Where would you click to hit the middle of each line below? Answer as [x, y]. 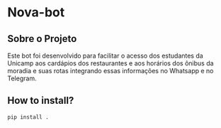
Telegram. [22, 78]
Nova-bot [36, 12]
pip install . [28, 117]
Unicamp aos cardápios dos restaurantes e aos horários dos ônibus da [110, 63]
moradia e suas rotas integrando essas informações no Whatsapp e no [110, 71]
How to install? [41, 101]
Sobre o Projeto [42, 39]
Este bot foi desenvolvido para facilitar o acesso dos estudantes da [105, 55]
